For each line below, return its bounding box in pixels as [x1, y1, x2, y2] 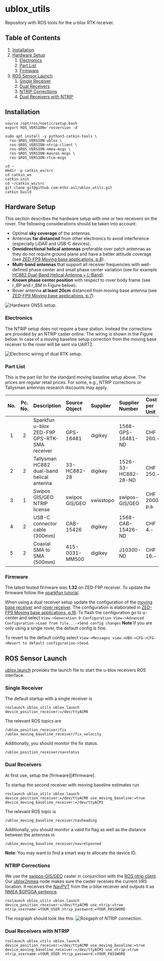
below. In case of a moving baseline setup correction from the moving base [5, 336, 157, 342]
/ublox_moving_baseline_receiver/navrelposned [5, 841, 102, 846]
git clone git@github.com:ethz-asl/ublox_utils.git [5, 185, 112, 190]
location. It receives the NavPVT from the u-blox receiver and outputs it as [5, 883, 155, 889]
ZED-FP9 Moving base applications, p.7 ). [12, 293, 95, 299]
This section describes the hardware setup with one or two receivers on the [5, 216, 158, 221]
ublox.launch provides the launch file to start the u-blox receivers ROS [5, 667, 146, 673]
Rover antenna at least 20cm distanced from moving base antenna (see [12, 288, 157, 293]
